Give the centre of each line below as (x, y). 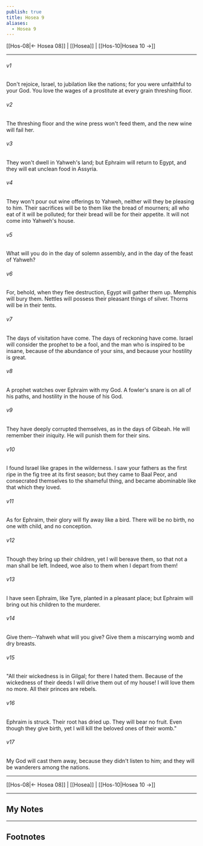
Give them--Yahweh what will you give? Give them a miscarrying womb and (100, 637)
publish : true (24, 12)
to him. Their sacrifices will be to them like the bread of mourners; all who (98, 208)
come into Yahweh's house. (41, 221)
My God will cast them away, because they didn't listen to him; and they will (101, 761)
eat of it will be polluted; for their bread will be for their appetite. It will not (98, 214)
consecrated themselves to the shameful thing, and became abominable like (101, 481)
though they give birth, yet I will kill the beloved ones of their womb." (92, 728)
